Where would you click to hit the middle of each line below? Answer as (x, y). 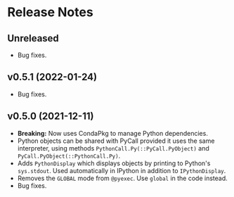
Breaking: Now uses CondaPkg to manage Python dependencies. (113, 133)
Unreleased (33, 38)
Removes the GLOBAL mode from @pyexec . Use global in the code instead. (123, 178)
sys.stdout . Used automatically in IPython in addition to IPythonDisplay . (122, 170)
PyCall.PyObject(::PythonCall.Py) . (69, 155)
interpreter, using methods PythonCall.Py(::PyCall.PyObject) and (113, 148)
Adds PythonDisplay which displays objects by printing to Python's (114, 163)
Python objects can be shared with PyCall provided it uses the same (116, 141)
